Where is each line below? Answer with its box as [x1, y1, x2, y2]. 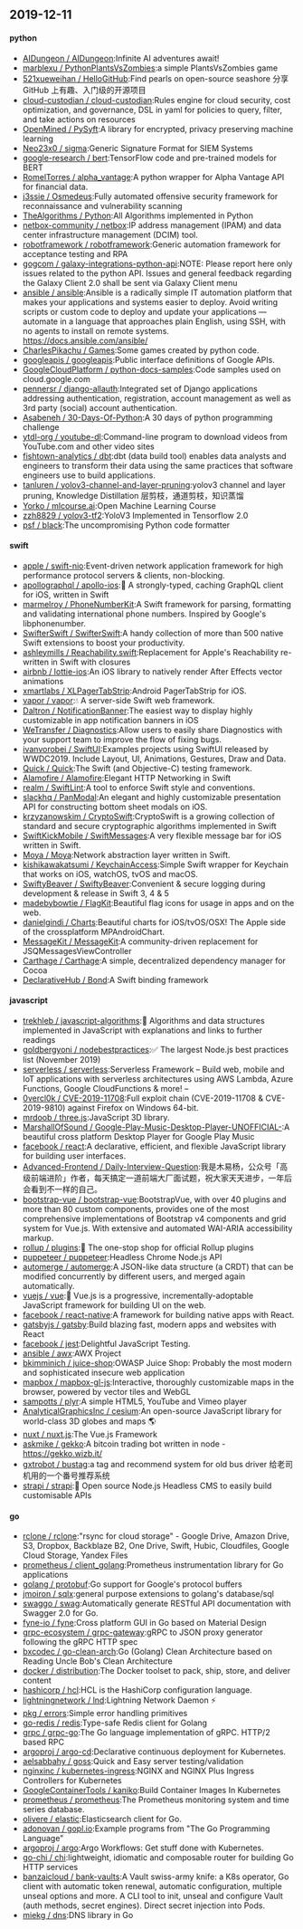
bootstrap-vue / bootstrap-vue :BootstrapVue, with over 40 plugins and [22, 1194, 287, 1205]
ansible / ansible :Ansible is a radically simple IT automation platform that [22, 287, 292, 298]
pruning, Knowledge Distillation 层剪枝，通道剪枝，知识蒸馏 [22, 490, 244, 501]
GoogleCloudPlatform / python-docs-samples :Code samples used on [22, 364, 281, 375]
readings [22, 1035, 56, 1045]
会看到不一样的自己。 [22, 1184, 102, 1194]
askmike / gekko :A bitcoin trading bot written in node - [22, 1438, 226, 1449]
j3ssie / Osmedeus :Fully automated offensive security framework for [22, 190, 279, 202]
